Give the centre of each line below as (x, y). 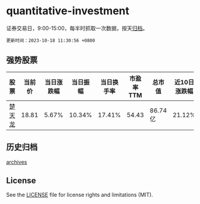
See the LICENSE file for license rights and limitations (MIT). (80, 195)
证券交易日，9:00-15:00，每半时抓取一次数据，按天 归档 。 (77, 28)
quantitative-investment (68, 11)
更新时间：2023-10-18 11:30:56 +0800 (51, 40)
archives (17, 162)
